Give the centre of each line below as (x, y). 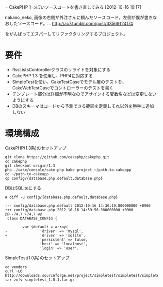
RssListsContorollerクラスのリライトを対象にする (61, 69)
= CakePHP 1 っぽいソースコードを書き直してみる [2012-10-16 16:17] (73, 7)
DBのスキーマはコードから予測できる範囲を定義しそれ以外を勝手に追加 (83, 106)
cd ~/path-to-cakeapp (27, 174)
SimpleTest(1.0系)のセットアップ (37, 258)
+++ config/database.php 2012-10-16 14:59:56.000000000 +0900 (69, 210)
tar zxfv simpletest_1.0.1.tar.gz (40, 280)
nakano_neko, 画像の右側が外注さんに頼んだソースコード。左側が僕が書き (79, 17)
